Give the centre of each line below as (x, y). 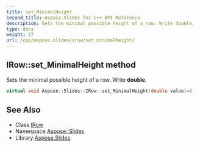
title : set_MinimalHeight (39, 12)
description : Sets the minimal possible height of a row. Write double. (101, 23)
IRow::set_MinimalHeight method (71, 65)
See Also (23, 110)
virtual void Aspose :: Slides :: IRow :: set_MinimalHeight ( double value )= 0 (99, 91)
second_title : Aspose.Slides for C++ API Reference (73, 18)
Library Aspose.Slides (43, 137)
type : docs (20, 29)
